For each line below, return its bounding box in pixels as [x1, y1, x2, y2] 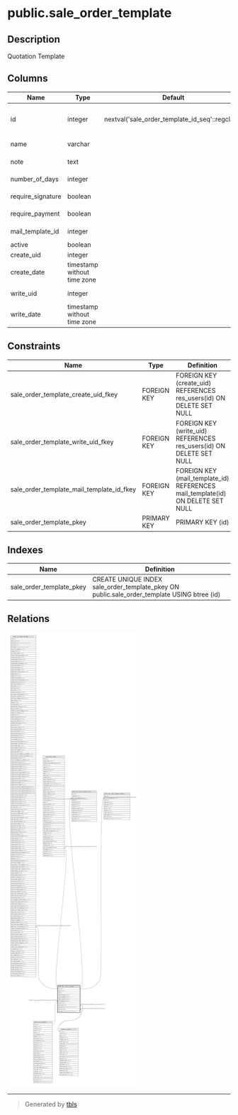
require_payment [10, 209, 60, 218]
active [10, 240, 28, 249]
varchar [67, 140, 90, 148]
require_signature [10, 192, 62, 201]
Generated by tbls [24, 1099, 78, 1108]
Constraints [7, 340, 61, 353]
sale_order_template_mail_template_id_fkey [10, 485, 137, 494]
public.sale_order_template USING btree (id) [91, 590, 221, 599]
